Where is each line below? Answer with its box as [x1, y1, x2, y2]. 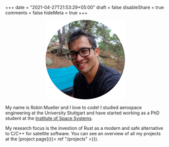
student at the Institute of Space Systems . [5, 115, 93, 121]
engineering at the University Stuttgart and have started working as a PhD [5, 110, 160, 116]
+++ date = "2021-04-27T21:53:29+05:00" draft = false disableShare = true [5, 5, 164, 10]
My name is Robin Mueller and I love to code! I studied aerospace [5, 104, 142, 110]
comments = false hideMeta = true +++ [5, 10, 88, 16]
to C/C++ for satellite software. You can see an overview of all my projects [5, 131, 161, 136]
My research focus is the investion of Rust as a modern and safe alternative [5, 125, 163, 131]
